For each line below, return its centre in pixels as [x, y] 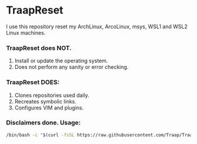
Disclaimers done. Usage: [43, 123]
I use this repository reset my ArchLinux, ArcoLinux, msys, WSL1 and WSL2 [97, 26]
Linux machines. [26, 32]
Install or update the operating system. [61, 61]
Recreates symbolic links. [45, 101]
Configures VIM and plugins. [49, 108]
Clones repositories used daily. [52, 95]
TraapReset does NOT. [39, 48]
